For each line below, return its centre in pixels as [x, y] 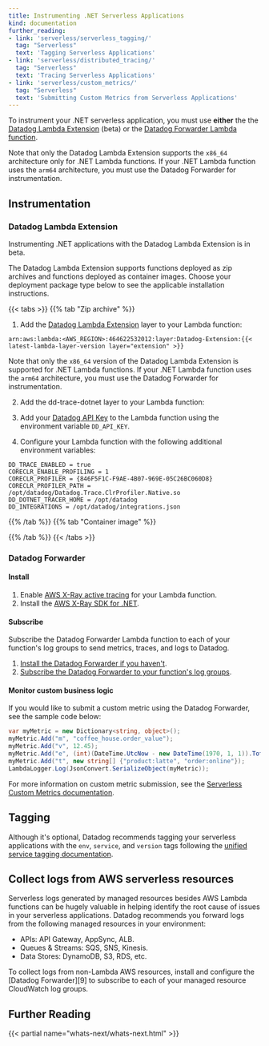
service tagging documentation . [61, 854]
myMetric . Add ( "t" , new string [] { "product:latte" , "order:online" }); [127, 761]
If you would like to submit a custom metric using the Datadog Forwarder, [129, 708]
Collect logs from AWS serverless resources [121, 879]
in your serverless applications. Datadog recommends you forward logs [126, 915]
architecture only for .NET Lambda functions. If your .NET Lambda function [132, 162]
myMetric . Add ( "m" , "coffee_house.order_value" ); [91, 739]
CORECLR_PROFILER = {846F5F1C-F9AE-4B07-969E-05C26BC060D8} [111, 479]
